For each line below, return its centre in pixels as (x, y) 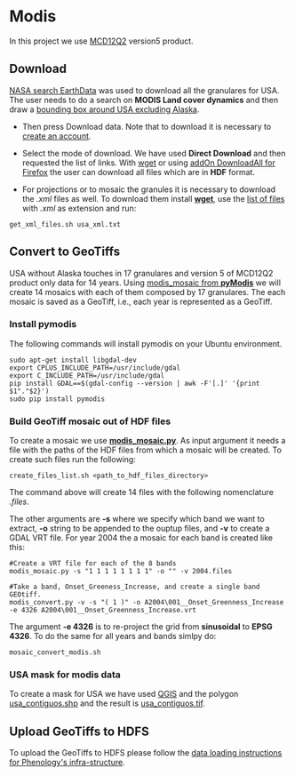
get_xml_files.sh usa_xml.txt (65, 224)
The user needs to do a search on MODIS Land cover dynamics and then (144, 100)
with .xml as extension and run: (79, 208)
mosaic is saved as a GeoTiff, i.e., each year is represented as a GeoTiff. (141, 301)
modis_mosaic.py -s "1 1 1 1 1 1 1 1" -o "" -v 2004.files (121, 572)
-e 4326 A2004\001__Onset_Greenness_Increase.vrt (103, 611)
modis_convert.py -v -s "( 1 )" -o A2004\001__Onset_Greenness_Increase (147, 603)
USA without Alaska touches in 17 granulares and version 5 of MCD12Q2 (141, 273)
